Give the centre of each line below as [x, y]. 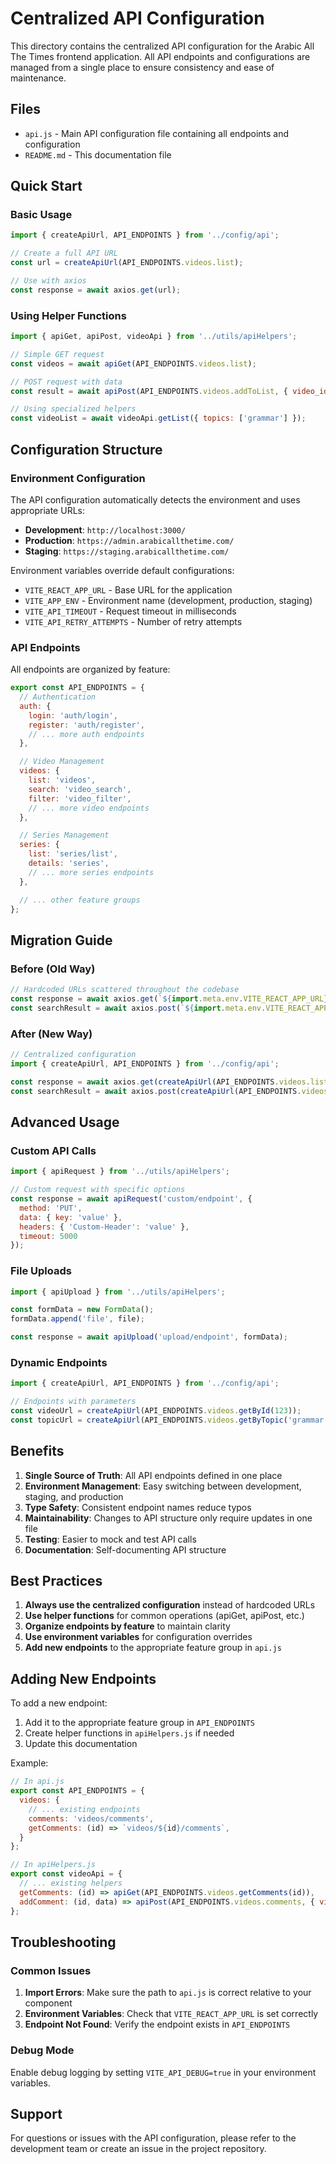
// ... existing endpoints [84, 1809]
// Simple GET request [57, 354]
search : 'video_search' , [80, 789]
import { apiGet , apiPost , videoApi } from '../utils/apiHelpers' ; [154, 337]
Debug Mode [42, 2050]
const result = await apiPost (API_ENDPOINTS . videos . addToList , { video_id [169, 391]
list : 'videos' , [62, 780]
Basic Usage [41, 215]
